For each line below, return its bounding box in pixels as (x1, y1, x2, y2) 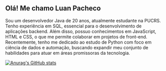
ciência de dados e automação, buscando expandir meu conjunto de (5, 44, 148, 50)
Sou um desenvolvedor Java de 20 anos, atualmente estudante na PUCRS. (5, 17, 161, 23)
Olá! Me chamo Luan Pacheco (5, 4, 101, 13)
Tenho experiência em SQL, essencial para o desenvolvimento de (5, 23, 142, 29)
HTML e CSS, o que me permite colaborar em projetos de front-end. (5, 33, 148, 40)
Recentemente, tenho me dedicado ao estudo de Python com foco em (5, 39, 152, 45)
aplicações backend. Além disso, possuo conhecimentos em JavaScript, (5, 28, 156, 34)
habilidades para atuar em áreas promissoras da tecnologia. (5, 50, 131, 56)
